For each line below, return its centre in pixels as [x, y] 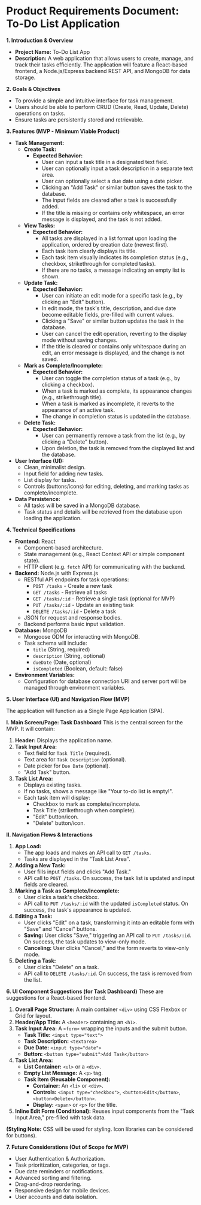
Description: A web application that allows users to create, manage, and [104, 58]
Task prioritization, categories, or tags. [63, 1165]
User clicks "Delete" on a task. [61, 967]
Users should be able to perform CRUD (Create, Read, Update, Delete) [101, 107]
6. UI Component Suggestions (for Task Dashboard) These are [85, 991]
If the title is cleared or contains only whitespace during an [114, 346]
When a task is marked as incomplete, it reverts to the [108, 403]
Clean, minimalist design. [55, 467]
